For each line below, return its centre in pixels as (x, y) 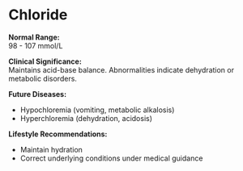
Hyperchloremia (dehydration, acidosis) (86, 118)
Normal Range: (34, 37)
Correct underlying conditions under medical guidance (111, 158)
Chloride (38, 15)
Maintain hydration (51, 149)
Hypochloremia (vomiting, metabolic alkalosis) (97, 110)
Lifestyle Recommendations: (58, 134)
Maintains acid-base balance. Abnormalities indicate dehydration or (122, 69)
